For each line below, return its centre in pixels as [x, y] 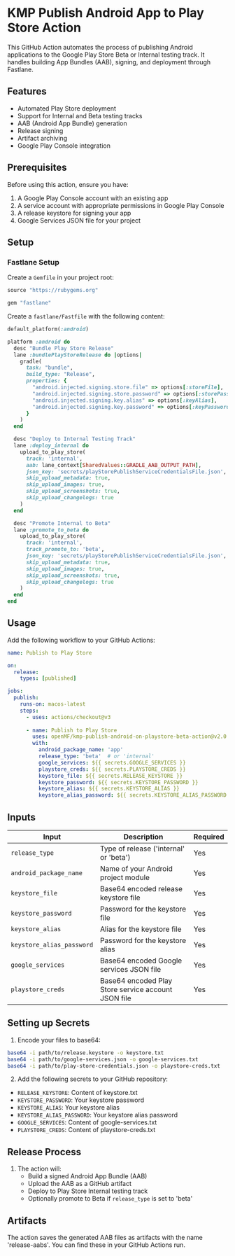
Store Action [44, 28]
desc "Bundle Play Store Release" [64, 348]
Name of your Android [137, 868]
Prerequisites [37, 168]
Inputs [22, 817]
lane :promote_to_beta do [51, 530]
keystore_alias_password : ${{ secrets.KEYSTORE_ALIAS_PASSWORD [133, 795]
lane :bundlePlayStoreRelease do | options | [78, 355]
